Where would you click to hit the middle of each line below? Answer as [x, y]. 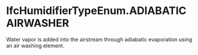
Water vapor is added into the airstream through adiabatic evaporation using [99, 39]
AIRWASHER [38, 23]
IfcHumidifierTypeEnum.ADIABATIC [96, 11]
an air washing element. [35, 46]
